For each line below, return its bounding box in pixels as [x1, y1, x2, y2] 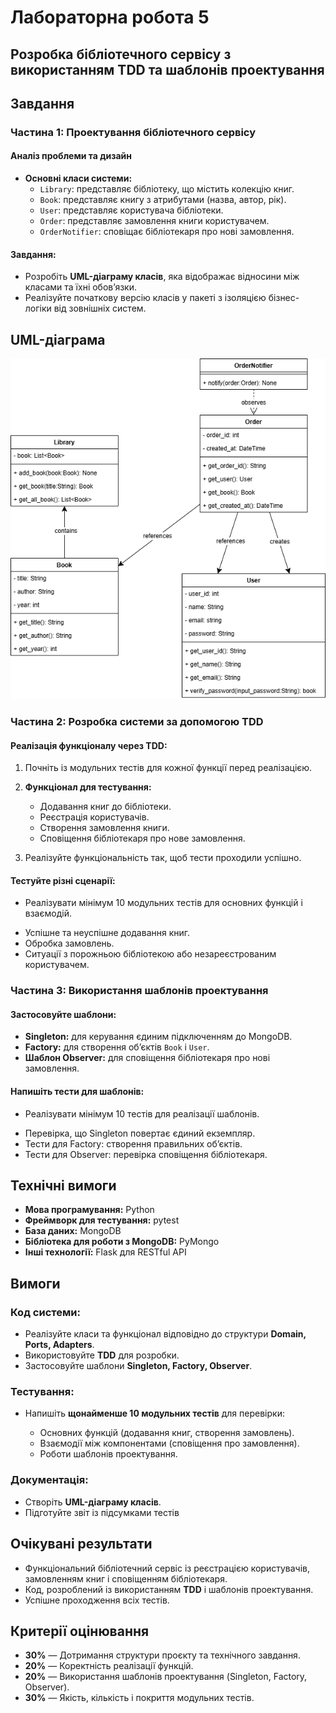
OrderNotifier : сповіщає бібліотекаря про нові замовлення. [39, 226, 295, 238]
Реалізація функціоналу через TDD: [10, 739, 168, 751]
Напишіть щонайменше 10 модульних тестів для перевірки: [24, 1407, 285, 1420]
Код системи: [10, 1305, 81, 1319]
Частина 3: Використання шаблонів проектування [10, 984, 269, 998]
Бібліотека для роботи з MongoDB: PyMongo [24, 1236, 220, 1248]
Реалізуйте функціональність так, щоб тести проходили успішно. [24, 852, 302, 864]
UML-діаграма [10, 331, 106, 348]
